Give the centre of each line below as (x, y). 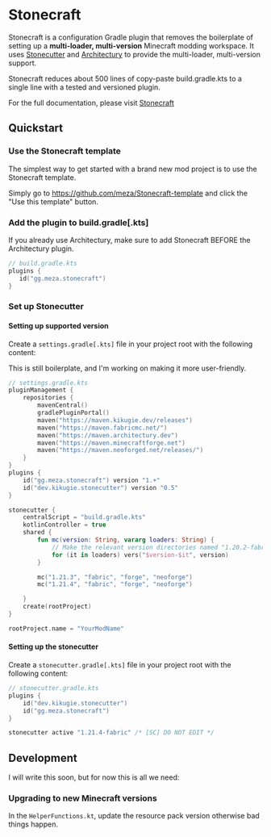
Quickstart (36, 128)
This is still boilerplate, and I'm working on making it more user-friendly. (127, 368)
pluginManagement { (41, 390)
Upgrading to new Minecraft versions (83, 798)
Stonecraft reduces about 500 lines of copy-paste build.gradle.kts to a (125, 78)
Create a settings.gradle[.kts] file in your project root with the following (131, 344)
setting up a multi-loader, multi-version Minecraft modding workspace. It (131, 45)
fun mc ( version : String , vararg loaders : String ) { (126, 540)
